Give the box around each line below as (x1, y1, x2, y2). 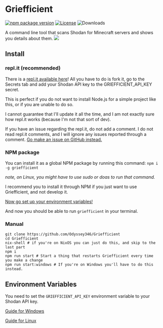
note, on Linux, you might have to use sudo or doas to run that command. (5, 174, 156, 180)
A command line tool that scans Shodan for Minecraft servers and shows (5, 29, 154, 35)
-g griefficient (5, 165, 39, 170)
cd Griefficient (5, 236, 39, 241)
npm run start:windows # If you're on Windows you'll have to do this (5, 262, 154, 267)
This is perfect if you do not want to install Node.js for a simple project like (5, 96, 157, 102)
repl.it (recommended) (5, 65, 61, 71)
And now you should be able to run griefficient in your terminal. (5, 208, 138, 214)
